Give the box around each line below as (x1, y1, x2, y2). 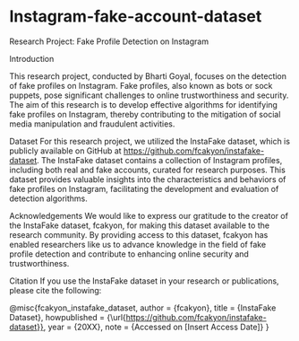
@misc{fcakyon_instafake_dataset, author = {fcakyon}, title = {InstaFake (9, 302, 277, 313)
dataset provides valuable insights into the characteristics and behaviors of (9, 173, 286, 185)
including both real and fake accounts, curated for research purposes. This (9, 164, 286, 175)
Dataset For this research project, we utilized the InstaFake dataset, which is (9, 136, 291, 146)
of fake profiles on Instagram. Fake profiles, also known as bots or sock (9, 80, 273, 91)
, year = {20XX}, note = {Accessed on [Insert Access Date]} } (43, 321, 269, 332)
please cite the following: (9, 284, 102, 295)
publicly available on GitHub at (9, 145, 123, 156)
